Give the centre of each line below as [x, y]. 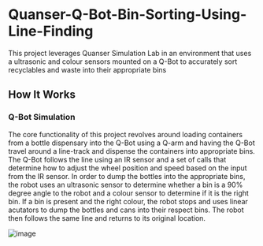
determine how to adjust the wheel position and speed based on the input [128, 168]
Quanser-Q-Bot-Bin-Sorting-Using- [128, 15]
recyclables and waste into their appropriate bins [87, 69]
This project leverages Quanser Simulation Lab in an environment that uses [130, 53]
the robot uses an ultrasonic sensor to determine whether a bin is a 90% [126, 184]
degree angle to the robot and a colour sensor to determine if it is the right [129, 193]
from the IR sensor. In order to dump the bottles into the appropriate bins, [127, 176]
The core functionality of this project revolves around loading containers [125, 134]
